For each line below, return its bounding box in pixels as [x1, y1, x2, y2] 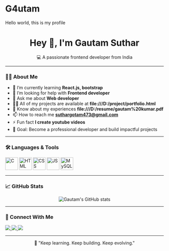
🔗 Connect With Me [5, 213, 54, 220]
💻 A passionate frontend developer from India [36, 54, 133, 60]
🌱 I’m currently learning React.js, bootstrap [12, 85, 103, 91]
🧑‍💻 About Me [5, 73, 38, 80]
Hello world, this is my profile [5, 20, 65, 26]
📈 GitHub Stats [5, 183, 44, 190]
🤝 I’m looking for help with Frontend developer [12, 90, 110, 96]
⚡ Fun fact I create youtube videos [12, 119, 86, 125]
